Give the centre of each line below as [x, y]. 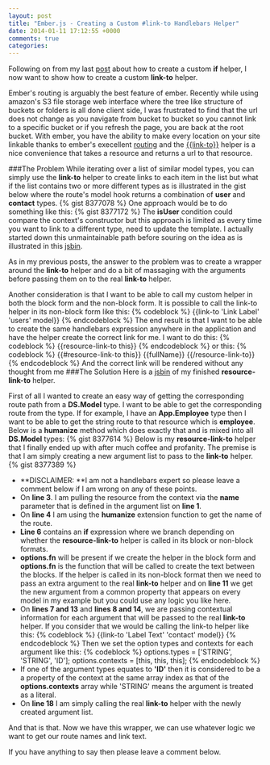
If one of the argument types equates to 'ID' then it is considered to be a [140, 669]
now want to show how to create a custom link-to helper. [103, 78]
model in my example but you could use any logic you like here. [125, 601]
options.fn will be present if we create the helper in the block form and [138, 557]
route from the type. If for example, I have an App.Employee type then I [128, 414]
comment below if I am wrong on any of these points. [108, 489]
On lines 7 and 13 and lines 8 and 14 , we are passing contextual [126, 609]
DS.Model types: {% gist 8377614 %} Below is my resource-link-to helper [132, 439]
